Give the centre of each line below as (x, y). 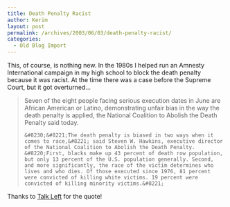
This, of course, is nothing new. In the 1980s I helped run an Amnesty (106, 65)
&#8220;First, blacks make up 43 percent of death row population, (123, 153)
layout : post (26, 26)
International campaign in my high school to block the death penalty (104, 72)
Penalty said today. (51, 122)
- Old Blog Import (40, 46)
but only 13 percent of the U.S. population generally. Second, (119, 159)
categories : (24, 39)
